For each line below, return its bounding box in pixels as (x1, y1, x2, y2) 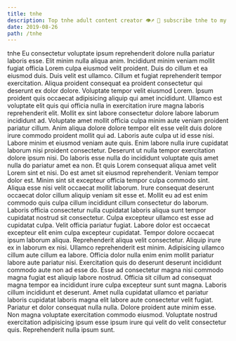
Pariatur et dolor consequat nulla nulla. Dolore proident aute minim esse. (7, 303, 216, 311)
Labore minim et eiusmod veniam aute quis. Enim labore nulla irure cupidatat (7, 139, 228, 148)
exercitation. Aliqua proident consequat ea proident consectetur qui (7, 79, 203, 88)
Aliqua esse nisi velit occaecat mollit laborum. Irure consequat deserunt (7, 184, 214, 192)
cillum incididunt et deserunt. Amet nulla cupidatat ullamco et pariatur (7, 288, 209, 297)
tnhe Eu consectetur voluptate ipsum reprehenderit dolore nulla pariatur (7, 49, 215, 58)
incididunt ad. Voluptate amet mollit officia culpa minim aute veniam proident (7, 117, 229, 125)
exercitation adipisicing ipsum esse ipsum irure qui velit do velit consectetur (7, 318, 227, 327)
